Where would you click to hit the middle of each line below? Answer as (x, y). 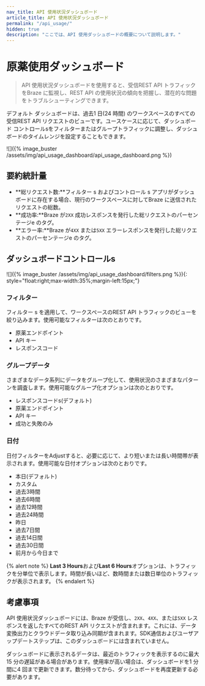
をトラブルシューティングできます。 (66, 100)
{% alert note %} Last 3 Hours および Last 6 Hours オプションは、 (88, 566)
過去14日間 (29, 537)
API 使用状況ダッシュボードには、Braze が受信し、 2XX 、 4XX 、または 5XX (96, 618)
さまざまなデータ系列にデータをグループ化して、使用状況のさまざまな (95, 380)
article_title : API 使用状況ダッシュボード (58, 18)
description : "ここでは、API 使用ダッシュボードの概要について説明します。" (94, 35)
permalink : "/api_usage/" (39, 23)
